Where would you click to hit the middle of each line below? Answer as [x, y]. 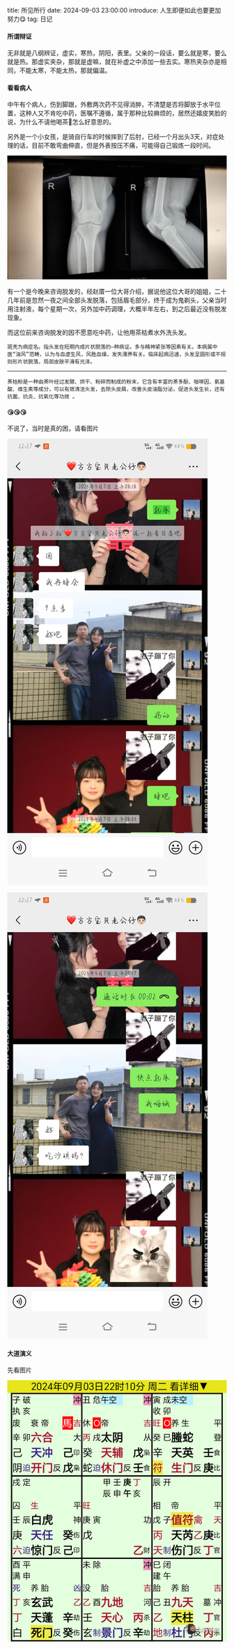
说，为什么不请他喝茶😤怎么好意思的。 [61, 122]
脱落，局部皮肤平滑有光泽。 [62, 361]
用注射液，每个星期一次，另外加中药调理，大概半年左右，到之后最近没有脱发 [117, 308]
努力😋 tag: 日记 [30, 19]
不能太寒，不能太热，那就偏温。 [65, 70]
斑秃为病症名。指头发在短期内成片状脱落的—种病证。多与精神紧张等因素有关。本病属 [110, 347]
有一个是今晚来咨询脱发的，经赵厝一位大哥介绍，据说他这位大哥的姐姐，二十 [117, 291]
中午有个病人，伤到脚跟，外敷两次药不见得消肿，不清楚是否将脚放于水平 [111, 105]
